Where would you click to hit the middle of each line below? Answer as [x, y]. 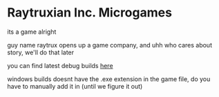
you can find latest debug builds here [60, 65]
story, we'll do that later [41, 52]
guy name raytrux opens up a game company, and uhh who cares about [110, 45]
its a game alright [32, 32]
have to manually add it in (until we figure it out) [75, 86]
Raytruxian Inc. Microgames [90, 13]
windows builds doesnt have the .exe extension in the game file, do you [109, 79]
